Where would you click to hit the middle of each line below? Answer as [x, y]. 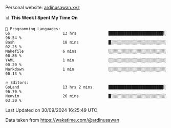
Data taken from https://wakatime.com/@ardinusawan [62, 120]
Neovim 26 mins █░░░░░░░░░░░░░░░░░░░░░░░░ [86, 96]
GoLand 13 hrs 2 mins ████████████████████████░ [86, 87]
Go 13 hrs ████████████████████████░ [86, 33]
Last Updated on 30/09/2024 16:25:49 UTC [51, 110]
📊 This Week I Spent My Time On [41, 18]
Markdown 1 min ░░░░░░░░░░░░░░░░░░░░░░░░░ [86, 69]
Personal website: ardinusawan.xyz [43, 7]
